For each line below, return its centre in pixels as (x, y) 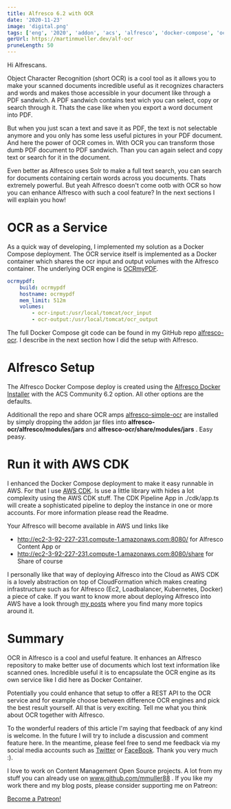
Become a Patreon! (34, 799)
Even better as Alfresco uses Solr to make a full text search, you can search (114, 170)
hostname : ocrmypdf (47, 294)
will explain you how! (37, 200)
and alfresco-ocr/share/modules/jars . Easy (149, 429)
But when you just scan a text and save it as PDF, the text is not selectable (112, 128)
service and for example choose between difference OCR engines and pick (113, 700)
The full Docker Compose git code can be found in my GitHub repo (102, 333)
